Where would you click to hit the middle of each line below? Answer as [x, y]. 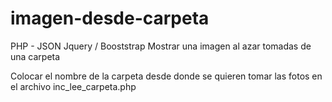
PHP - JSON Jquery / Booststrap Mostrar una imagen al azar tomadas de [161, 46]
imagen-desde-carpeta [110, 18]
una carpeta [35, 56]
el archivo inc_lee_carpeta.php [73, 86]
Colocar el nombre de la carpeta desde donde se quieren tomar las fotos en [166, 76]
